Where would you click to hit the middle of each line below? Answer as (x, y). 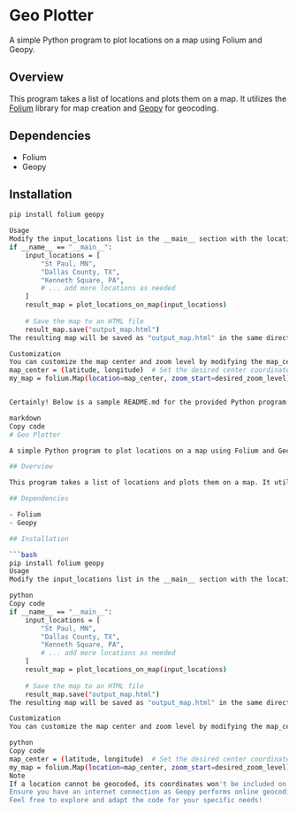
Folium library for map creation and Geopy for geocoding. (114, 108)
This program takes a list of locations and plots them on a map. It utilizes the (148, 98)
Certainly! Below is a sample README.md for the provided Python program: (150, 402)
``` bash (23, 554)
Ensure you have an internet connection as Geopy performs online (134, 792)
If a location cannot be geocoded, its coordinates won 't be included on (148, 784)
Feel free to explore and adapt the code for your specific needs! (136, 801)
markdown (25, 418)
